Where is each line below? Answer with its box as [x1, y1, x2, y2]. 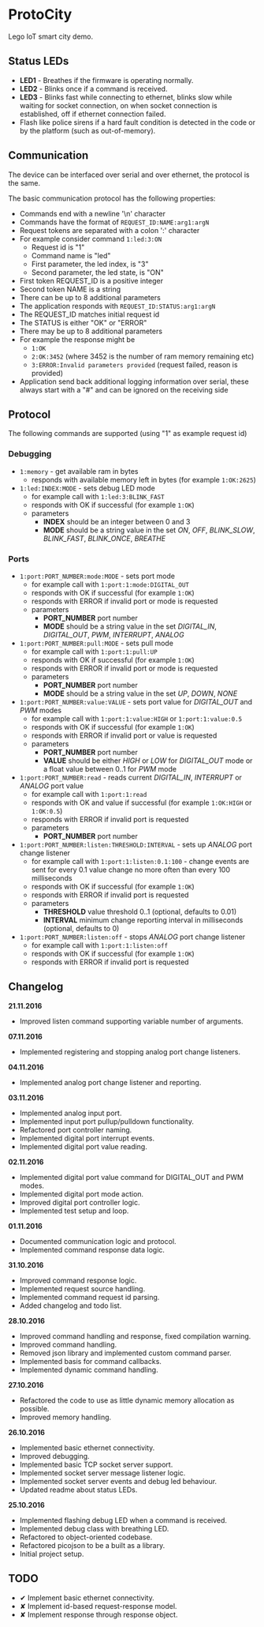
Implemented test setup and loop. [19, 1206, 129, 1216]
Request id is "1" [31, 242, 85, 252]
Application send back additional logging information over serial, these [19, 377, 250, 386]
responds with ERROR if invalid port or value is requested [31, 731, 218, 740]
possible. [19, 1403, 50, 1413]
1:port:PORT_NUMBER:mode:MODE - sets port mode [19, 571, 176, 581]
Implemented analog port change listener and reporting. [19, 1077, 202, 1087]
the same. [8, 178, 41, 187]
